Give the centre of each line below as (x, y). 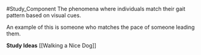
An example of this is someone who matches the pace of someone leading (100, 27)
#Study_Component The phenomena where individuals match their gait (96, 9)
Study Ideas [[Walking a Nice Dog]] (51, 46)
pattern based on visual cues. (44, 15)
